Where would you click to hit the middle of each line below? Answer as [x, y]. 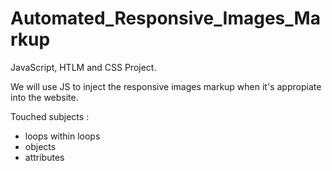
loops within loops [62, 136]
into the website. [44, 97]
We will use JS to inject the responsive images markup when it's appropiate [166, 86]
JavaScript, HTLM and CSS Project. [83, 67]
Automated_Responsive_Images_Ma [165, 18]
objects [40, 146]
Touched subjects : [50, 116]
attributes [44, 157]
